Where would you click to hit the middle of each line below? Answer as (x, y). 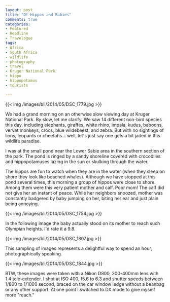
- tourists (17, 85)
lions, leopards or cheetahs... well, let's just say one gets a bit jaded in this (83, 135)
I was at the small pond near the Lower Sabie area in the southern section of (85, 150)
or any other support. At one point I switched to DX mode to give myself (80, 289)
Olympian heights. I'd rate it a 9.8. (40, 229)
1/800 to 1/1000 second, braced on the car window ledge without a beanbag (85, 284)
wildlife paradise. (23, 141)
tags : (11, 43)
